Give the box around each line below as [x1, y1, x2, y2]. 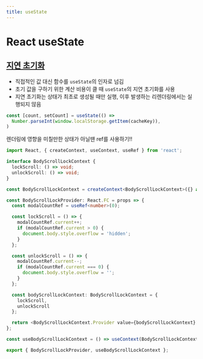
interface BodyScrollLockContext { [6, 159, 96, 165]
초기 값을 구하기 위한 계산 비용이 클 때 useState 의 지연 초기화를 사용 [14, 85, 175, 93]
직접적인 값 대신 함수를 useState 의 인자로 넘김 [14, 77, 124, 85]
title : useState [6, 8, 47, 15]
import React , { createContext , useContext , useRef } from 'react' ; [6, 148, 182, 154]
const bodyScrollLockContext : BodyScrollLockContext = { [11, 292, 158, 298]
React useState [6, 35, 85, 48]
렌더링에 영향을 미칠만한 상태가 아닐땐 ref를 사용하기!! [6, 136, 133, 143]
